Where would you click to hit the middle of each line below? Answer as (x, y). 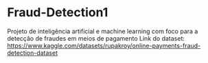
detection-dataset (33, 53)
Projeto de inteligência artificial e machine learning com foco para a (103, 31)
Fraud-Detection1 (58, 13)
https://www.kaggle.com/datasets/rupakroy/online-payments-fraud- (104, 45)
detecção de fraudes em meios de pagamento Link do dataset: (96, 38)
